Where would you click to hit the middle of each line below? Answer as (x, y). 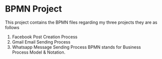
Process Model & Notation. (39, 52)
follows (12, 27)
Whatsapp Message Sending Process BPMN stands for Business (76, 47)
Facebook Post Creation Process (45, 37)
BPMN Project (33, 9)
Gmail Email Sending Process (41, 42)
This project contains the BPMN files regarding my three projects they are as (81, 22)
